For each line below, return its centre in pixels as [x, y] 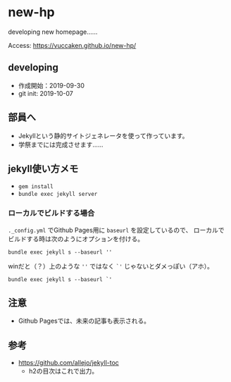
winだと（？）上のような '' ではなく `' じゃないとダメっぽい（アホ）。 [111, 266]
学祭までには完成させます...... [61, 144]
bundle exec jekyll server [58, 195]
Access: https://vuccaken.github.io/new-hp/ [72, 45]
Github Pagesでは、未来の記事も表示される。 [84, 321]
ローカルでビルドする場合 [51, 214]
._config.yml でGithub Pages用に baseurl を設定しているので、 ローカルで [116, 230]
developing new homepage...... [53, 32]
